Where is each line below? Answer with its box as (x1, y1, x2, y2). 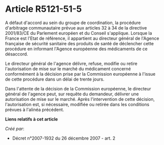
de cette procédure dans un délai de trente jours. (5, 76, 104, 82)
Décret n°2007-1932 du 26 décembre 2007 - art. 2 (12, 135, 116, 141)
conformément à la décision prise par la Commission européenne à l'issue (5, 71, 156, 77)
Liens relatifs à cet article (5, 116, 58, 122)
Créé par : (5, 125, 25, 131)
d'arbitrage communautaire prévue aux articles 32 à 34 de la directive (5, 25, 147, 30)
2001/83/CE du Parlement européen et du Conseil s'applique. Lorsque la (5, 30, 152, 36)
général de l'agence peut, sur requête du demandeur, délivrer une (5, 91, 139, 97)
